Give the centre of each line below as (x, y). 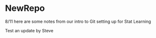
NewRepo (25, 8)
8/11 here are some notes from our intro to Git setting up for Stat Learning (78, 21)
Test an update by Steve (29, 30)
